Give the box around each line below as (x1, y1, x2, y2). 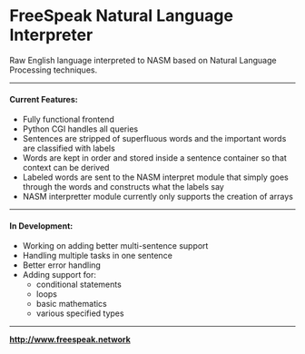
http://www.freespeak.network (9, 334, 132, 345)
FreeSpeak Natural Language (9, 5, 234, 26)
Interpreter (9, 25, 93, 45)
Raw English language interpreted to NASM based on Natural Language (9, 54, 277, 65)
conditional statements (35, 279, 123, 290)
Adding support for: (22, 270, 97, 280)
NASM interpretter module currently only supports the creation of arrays (22, 192, 293, 202)
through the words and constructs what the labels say (22, 182, 224, 192)
